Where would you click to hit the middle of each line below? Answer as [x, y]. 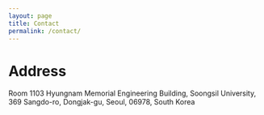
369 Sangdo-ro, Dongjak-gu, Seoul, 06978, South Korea [102, 102]
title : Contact [34, 23]
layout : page [30, 16]
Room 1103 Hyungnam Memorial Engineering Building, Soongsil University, [132, 93]
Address [38, 71]
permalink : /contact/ [45, 31]
